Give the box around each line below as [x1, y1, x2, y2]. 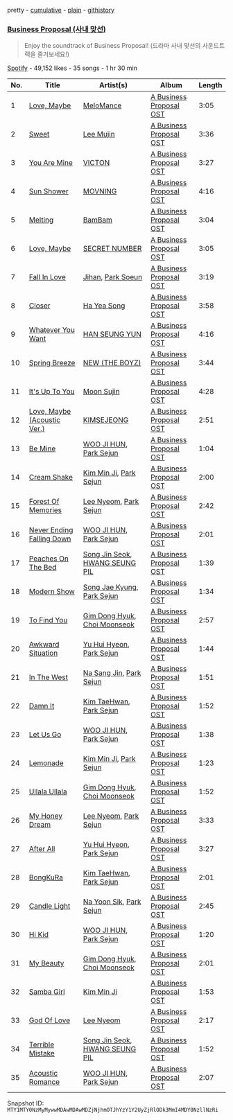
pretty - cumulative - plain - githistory [7, 6, 115, 14]
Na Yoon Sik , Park [83, 897, 141, 907]
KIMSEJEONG [83, 415, 129, 425]
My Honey [28, 811, 63, 821]
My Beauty [28, 959, 64, 968]
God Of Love [28, 1015, 71, 1025]
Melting [28, 215, 54, 225]
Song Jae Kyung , [83, 582, 139, 592]
